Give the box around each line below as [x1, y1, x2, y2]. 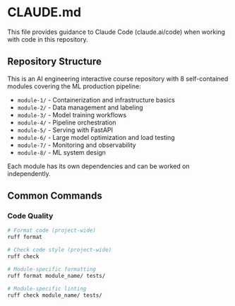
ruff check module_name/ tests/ [7, 291, 102, 299]
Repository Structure [7, 56, 102, 68]
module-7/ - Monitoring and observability [17, 141, 136, 149]
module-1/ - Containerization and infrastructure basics [17, 95, 175, 104]
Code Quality [7, 211, 54, 221]
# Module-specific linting [7, 285, 87, 292]
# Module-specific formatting [7, 266, 97, 273]
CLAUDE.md [7, 4, 82, 20]
